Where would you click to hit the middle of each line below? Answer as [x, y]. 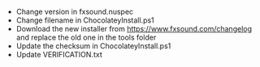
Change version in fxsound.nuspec [75, 12]
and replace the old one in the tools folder [86, 37]
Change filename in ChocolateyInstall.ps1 [85, 20]
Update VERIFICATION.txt [59, 54]
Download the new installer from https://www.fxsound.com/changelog [134, 29]
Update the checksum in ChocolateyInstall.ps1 [93, 46]
